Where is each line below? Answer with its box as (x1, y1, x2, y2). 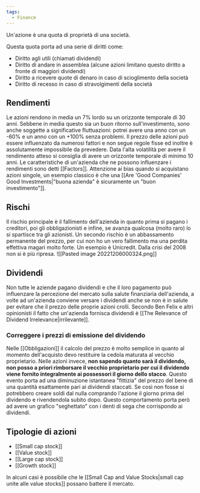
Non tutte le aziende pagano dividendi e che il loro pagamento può (6, 284, 172, 291)
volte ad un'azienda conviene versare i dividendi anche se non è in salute (6, 296, 189, 304)
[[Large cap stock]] (14, 455, 63, 463)
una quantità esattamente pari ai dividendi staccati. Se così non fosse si (6, 384, 184, 391)
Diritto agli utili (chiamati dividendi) (14, 54, 101, 62)
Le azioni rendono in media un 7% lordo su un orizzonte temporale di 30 (6, 114, 186, 121)
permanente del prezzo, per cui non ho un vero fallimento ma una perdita (6, 237, 188, 245)
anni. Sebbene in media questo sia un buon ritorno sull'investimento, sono (6, 120, 190, 128)
